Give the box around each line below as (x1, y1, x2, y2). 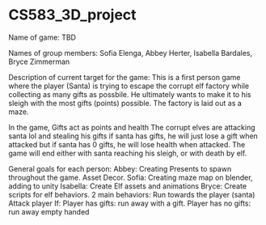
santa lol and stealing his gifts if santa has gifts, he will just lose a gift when (8, 131, 259, 141)
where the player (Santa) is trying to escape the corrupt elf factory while (8, 81, 249, 91)
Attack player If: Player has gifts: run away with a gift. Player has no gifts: (8, 198, 251, 208)
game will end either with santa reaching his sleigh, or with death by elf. (8, 148, 247, 158)
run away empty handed (8, 206, 90, 216)
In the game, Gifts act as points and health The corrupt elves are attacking (8, 122, 256, 132)
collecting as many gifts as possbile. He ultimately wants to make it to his (8, 89, 251, 99)
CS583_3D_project (8, 6, 137, 24)
